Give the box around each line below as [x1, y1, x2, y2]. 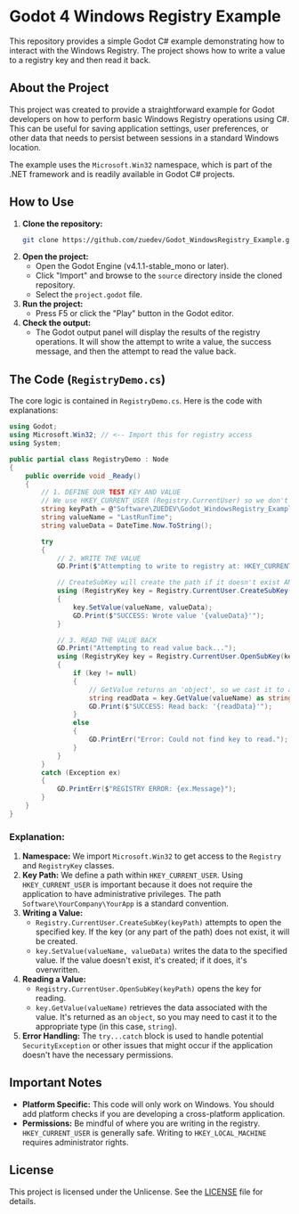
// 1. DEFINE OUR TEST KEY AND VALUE [41, 488, 181, 497]
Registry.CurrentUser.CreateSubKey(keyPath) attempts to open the [35, 917, 282, 928]
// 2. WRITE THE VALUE [56, 554, 141, 563]
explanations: [9, 405, 59, 416]
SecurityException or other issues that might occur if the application [21, 1040, 273, 1051]
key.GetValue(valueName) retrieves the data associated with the [35, 1002, 268, 1013]
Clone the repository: [21, 218, 103, 229]
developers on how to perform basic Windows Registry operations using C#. [9, 113, 290, 124]
